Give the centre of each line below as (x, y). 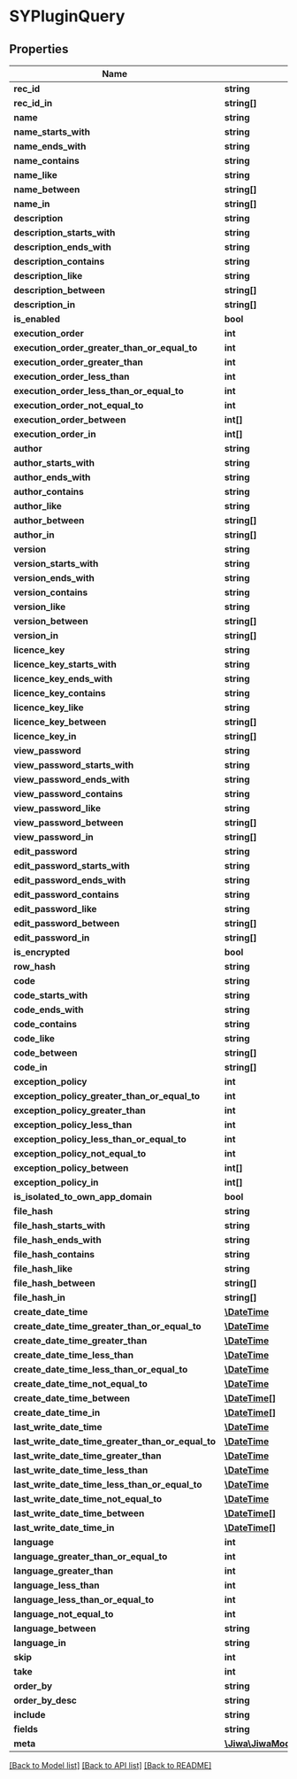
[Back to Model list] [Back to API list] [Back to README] (110, 1765)
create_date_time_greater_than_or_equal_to (107, 1326)
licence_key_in (45, 736)
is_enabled (37, 319)
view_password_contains (69, 794)
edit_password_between (67, 923)
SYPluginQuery (67, 16)
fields (26, 1729)
